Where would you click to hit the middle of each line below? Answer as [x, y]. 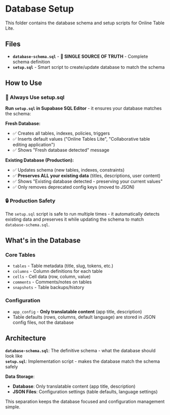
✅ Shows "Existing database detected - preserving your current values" [88, 181]
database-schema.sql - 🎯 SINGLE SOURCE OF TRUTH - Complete [80, 56]
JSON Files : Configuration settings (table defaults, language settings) [85, 391]
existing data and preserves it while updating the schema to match [75, 219]
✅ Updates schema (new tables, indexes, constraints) [69, 170]
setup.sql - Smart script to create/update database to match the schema [89, 67]
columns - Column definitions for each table [57, 271]
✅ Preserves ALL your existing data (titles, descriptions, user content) [87, 176]
